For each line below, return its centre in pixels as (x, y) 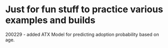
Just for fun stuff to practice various (84, 9)
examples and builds (50, 20)
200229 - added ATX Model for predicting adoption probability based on (82, 34)
